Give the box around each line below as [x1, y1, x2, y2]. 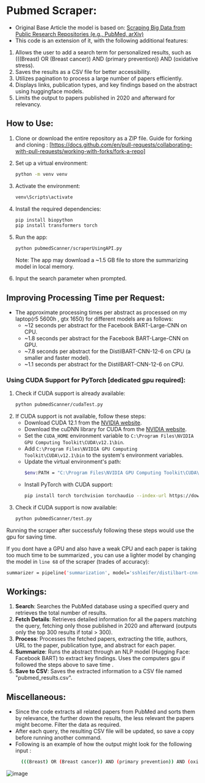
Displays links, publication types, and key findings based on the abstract [15, 81, 198, 89]
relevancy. [15, 100, 41, 107]
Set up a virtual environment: [15, 159, 88, 167]
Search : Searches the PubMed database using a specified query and [15, 603, 189, 610]
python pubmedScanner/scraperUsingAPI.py [15, 246, 122, 252]
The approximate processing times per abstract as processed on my [15, 308, 187, 316]
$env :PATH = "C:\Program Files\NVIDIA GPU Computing [24, 470, 162, 476]
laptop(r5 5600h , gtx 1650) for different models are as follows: [15, 315, 173, 322]
